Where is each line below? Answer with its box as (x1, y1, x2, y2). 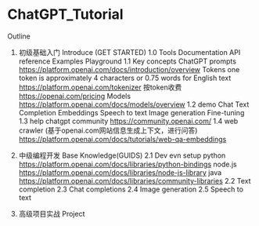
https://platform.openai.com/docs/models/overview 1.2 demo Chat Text (18, 100, 250, 109)
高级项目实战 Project (18, 209, 85, 218)
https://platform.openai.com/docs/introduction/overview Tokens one (18, 64, 240, 74)
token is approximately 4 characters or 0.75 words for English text (18, 73, 232, 82)
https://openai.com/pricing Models (18, 91, 131, 100)
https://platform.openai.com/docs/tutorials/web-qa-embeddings (18, 134, 227, 144)
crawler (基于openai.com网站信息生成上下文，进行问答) (18, 126, 198, 135)
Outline (7, 31, 31, 41)
